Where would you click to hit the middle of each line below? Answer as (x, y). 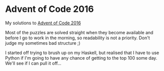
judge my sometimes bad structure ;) (43, 43)
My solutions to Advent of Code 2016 (43, 23)
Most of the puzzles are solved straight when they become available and (79, 32)
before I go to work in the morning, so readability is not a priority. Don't (78, 38)
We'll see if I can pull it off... (33, 63)
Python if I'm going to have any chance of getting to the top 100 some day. (81, 58)
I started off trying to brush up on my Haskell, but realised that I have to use (82, 53)
